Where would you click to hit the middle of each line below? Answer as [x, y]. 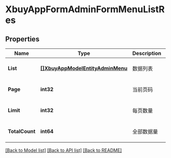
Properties [22, 39]
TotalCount [22, 131]
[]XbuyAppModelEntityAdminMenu [84, 68]
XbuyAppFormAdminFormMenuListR [85, 9]
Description [147, 53]
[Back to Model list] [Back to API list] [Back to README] [64, 150]
